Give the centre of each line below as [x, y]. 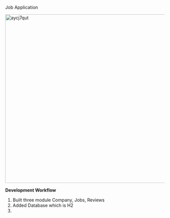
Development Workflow [31, 190]
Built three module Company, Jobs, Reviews [58, 200]
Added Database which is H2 [43, 205]
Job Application [22, 7]
